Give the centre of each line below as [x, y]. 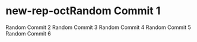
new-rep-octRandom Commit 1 [83, 11]
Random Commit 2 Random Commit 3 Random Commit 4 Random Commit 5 [98, 27]
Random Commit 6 [28, 33]
